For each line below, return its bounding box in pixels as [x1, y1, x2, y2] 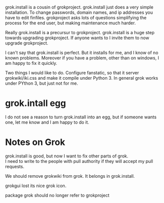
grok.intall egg [5, 98, 66, 109]
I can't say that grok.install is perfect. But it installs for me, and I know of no [5, 50, 159, 55]
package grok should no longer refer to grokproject [5, 192, 110, 198]
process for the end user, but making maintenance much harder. [5, 20, 136, 26]
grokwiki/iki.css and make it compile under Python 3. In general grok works [5, 75, 158, 81]
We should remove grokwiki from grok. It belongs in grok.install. [5, 173, 135, 179]
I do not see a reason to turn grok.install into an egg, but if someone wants [5, 114, 157, 120]
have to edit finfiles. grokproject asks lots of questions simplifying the [5, 15, 147, 20]
